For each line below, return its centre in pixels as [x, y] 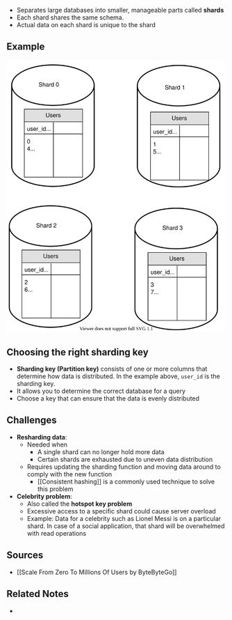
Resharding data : [42, 437]
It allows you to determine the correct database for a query [101, 391]
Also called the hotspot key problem [80, 504]
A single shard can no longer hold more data [101, 451]
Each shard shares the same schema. [70, 17]
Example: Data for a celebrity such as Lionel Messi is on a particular [124, 518]
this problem [55, 489]
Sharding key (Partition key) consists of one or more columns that [112, 369]
